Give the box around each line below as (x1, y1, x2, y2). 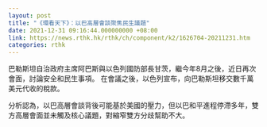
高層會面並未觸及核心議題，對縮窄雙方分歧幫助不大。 (14, 110, 189, 120)
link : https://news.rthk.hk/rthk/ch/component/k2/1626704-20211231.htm (8, 33, 250, 42)
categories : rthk (8, 41, 66, 49)
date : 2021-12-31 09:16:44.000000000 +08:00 (8, 26, 158, 34)
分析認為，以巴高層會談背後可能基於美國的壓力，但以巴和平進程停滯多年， (8, 101, 252, 110)
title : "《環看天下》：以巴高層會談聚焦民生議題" (8, 19, 150, 27)
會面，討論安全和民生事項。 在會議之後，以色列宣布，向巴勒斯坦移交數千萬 (8, 74, 254, 83)
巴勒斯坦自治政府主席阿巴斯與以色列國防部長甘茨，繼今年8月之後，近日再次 (8, 64, 257, 74)
